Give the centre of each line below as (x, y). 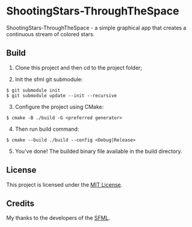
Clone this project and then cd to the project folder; (79, 67)
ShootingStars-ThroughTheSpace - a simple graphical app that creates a (96, 28)
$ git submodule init (33, 90)
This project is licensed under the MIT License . (64, 184)
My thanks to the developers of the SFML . (58, 218)
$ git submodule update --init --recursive (62, 95)
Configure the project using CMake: (59, 107)
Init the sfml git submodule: (49, 79)
